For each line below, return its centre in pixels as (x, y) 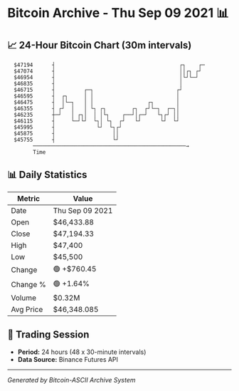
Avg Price (27, 309)
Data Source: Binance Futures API (68, 359)
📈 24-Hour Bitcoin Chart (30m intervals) (100, 45)
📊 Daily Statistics (47, 175)
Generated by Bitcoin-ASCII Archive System (71, 380)
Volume (24, 298)
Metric (29, 198)
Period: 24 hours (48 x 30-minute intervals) (82, 352)
